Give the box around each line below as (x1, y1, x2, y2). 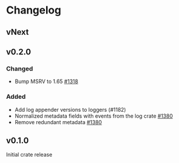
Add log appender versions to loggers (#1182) (14, 106, 126, 113)
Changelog (6, 4, 61, 17)
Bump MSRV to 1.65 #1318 (14, 78, 79, 85)
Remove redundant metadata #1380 (14, 118, 102, 125)
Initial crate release (6, 151, 53, 158)
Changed (6, 64, 34, 72)
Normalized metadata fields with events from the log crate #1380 (14, 112, 173, 119)
